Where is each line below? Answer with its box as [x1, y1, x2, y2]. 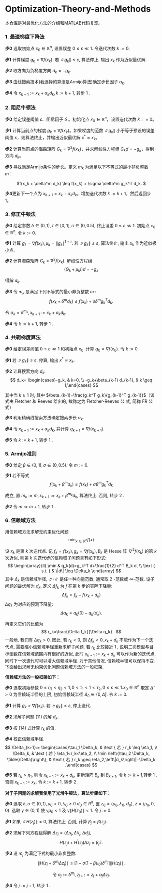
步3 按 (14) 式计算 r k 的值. [5, 725, 56, 732]
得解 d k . [5, 278, 21, 284]
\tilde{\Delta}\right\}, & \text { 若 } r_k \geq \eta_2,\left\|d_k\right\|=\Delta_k [7, 757, 156, 763]
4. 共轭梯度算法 [5, 334, 41, 341]
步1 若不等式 [5, 472, 29, 478]
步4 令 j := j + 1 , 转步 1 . [5, 882, 51, 888]
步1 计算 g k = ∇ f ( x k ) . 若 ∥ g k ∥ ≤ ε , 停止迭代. [5, 703, 91, 709]
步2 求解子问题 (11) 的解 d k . [5, 714, 59, 721]
